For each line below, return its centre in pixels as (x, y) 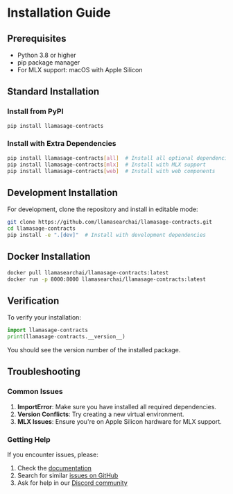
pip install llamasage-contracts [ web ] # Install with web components (111, 171)
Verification (33, 300)
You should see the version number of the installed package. (94, 350)
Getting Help (29, 439)
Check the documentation (54, 468)
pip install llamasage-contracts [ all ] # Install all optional (101, 158)
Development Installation (62, 192)
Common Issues (35, 392)
